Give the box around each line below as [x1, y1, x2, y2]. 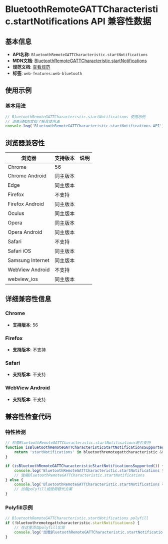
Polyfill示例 [5, 504, 33, 511]
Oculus [7, 210, 24, 217]
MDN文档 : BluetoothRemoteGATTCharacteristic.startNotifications [12, 58, 147, 64]
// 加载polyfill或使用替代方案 [14, 487, 72, 492]
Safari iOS [7, 247, 31, 254]
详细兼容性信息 [5, 295, 51, 303]
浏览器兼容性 [5, 139, 45, 147]
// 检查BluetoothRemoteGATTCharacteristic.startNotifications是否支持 [5, 440, 151, 445]
